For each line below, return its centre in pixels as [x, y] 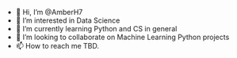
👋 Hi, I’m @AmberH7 [49, 12]
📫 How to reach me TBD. [57, 46]
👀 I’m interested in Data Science [68, 20]
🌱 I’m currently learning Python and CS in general [96, 29]
